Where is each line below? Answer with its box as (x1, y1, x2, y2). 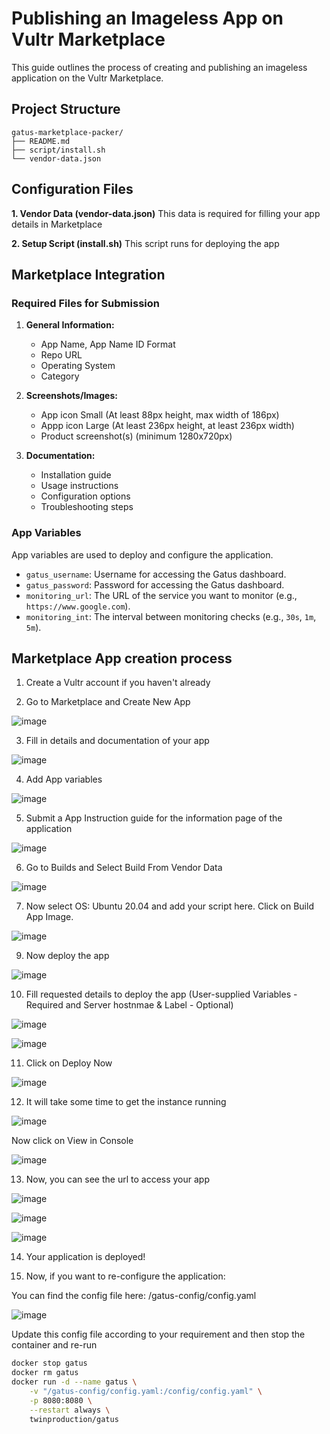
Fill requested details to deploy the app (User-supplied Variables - (25, 988, 298, 1001)
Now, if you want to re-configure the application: (25, 1270, 226, 1282)
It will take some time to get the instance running (25, 1096, 227, 1108)
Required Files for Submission (11, 296, 160, 310)
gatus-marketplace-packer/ (11, 127, 124, 137)
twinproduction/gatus (29, 1414, 119, 1424)
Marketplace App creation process (11, 650, 233, 667)
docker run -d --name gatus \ (11, 1377, 138, 1387)
